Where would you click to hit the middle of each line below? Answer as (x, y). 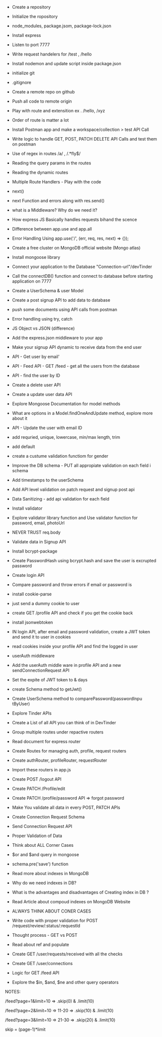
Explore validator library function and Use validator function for (75, 518)
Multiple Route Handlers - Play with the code (57, 182)
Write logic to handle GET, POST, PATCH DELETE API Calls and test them (84, 139)
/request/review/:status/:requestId (46, 926)
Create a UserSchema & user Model (48, 291)
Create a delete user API (36, 385)
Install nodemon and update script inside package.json (66, 63)
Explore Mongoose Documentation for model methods (66, 404)
